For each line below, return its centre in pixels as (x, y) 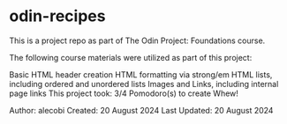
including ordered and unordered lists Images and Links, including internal (144, 84)
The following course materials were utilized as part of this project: (131, 57)
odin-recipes (57, 16)
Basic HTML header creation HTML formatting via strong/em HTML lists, (141, 74)
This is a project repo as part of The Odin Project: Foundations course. (137, 40)
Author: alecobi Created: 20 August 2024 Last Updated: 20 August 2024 (141, 110)
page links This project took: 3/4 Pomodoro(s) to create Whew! (124, 93)
